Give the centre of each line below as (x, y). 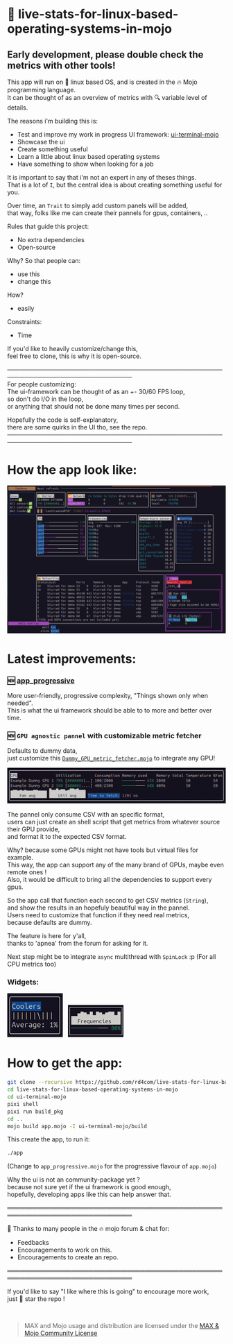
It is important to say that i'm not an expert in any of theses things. (102, 177)
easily (26, 308)
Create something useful (52, 149)
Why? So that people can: (44, 261)
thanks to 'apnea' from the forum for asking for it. (78, 944)
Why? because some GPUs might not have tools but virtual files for (103, 850)
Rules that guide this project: (48, 226)
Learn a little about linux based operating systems (88, 156)
